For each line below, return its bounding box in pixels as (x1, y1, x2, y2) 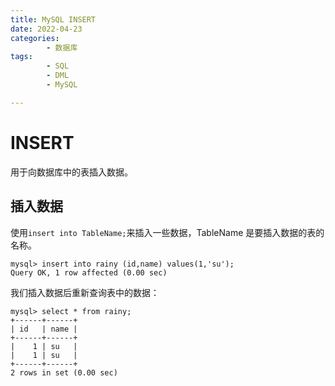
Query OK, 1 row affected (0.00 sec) (10, 267, 168, 278)
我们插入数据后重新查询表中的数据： (10, 286, 160, 298)
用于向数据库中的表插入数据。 (10, 166, 133, 178)
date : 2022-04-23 (10, 24, 83, 34)
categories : (10, 33, 60, 43)
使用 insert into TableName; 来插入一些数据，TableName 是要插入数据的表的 (10, 226, 325, 238)
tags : (10, 52, 33, 62)
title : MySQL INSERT (10, 14, 97, 25)
